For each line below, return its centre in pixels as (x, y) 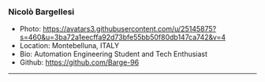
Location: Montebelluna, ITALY (69, 46)
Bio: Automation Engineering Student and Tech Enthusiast (113, 54)
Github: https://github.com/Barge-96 (79, 62)
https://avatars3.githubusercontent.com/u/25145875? (130, 29)
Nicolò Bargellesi (41, 12)
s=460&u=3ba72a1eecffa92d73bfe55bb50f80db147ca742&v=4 (123, 37)
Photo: (30, 29)
